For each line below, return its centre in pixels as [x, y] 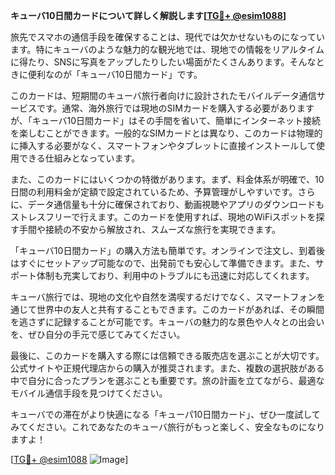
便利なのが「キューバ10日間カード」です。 [115, 74]
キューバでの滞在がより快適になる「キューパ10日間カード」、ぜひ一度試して [165, 414]
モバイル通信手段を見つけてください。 [89, 393]
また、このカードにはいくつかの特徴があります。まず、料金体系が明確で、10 [167, 179]
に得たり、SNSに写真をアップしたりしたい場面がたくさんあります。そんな [163, 62]
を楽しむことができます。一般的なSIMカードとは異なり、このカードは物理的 [166, 133]
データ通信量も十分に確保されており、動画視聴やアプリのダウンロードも [176, 204]
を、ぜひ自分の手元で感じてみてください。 [98, 334]
